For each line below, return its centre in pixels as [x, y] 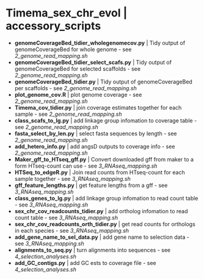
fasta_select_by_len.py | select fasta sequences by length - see [96, 133]
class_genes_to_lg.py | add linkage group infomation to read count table [106, 198]
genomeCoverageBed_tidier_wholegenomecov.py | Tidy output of [100, 43]
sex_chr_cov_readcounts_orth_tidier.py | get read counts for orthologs [105, 224]
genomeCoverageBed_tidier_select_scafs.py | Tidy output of [93, 62]
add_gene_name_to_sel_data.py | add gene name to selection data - [102, 237]
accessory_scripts [53, 26]
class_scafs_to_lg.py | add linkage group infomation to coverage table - [106, 120]
